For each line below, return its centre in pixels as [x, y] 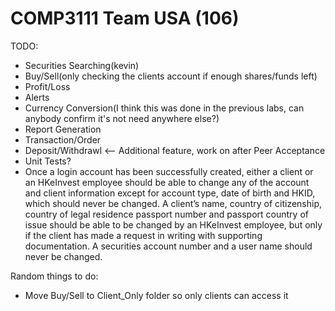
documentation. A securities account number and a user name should [168, 246]
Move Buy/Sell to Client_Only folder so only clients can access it [156, 295]
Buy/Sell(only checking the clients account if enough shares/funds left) [171, 76]
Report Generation [63, 129]
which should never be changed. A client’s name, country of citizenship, [173, 203]
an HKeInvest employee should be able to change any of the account [167, 182]
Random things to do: [54, 276]
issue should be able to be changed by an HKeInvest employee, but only [173, 224]
